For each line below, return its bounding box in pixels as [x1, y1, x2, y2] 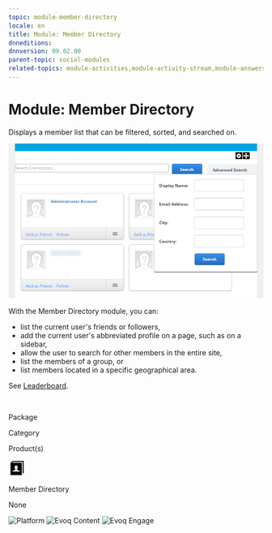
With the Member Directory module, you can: [8, 307, 159, 316]
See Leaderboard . [8, 381, 69, 391]
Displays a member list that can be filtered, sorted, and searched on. [8, 127, 237, 137]
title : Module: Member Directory [8, 30, 121, 38]
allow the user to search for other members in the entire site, [19, 348, 223, 358]
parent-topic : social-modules [8, 56, 111, 64]
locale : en [8, 21, 45, 30]
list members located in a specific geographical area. [19, 365, 198, 375]
